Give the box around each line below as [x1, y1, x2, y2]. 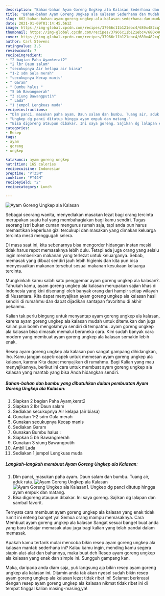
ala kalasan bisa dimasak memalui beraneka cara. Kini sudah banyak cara [5, 329, 154, 334]
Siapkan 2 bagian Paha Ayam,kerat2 [12, 398, 86, 404]
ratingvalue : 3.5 [5, 44, 41, 48]
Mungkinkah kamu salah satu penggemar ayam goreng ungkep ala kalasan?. [5, 277, 160, 283]
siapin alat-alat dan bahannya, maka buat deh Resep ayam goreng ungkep [5, 549, 156, 556]
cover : [5, 35, 19, 40]
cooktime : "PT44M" [5, 175, 43, 180]
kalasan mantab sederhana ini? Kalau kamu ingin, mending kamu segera [5, 545, 151, 550]
